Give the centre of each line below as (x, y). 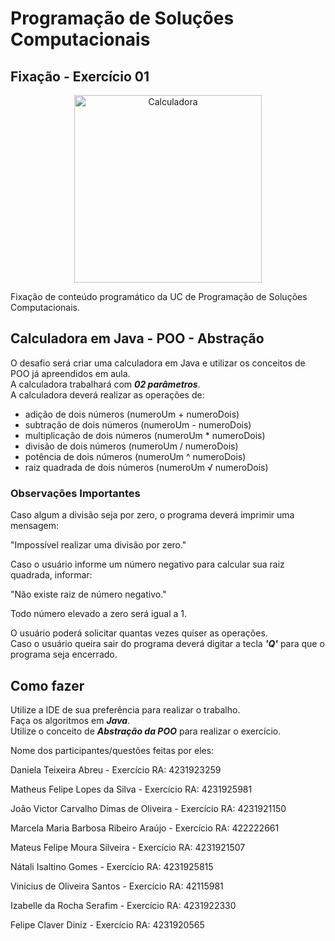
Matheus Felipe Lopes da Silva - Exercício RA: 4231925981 (131, 789)
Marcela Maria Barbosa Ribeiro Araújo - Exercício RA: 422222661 (145, 828)
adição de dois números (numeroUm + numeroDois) (132, 414)
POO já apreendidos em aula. (70, 373)
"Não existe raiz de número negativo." (88, 594)
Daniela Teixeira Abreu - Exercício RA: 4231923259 (116, 769)
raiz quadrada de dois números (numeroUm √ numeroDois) (146, 467)
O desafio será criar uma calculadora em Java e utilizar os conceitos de (158, 363)
